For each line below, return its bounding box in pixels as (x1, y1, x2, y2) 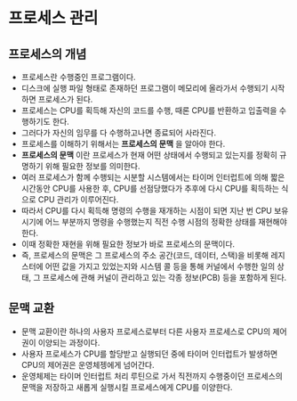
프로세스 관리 (8, 8, 99, 29)
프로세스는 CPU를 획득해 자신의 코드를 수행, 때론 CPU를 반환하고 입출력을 (20, 105, 277, 116)
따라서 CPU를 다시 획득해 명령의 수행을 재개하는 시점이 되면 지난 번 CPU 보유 (20, 206, 289, 216)
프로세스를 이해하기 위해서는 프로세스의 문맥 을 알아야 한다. (20, 139, 226, 149)
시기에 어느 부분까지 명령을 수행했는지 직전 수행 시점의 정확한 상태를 (20, 217, 257, 227)
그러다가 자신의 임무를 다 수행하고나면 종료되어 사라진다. (20, 127, 217, 138)
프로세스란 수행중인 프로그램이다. (20, 72, 136, 82)
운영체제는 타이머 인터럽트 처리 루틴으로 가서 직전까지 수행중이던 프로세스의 (20, 371, 284, 381)
